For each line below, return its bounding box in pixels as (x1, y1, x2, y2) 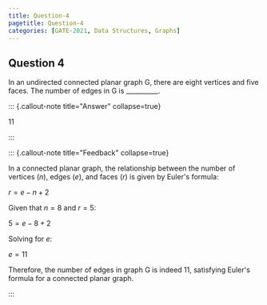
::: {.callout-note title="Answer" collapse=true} (8, 102, 161, 111)
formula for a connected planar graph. (8, 274, 134, 283)
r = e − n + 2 (8, 187, 50, 197)
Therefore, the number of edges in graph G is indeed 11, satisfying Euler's (8, 265, 250, 275)
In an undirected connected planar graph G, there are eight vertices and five (8, 78, 259, 87)
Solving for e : (8, 234, 53, 244)
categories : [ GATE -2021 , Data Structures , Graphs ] (8, 26, 181, 34)
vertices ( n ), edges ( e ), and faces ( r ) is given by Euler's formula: (8, 172, 219, 182)
